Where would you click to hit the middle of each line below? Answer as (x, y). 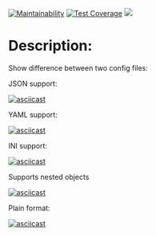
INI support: (28, 145)
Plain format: (29, 208)
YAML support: (33, 114)
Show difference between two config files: (78, 67)
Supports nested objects (49, 177)
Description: (50, 46)
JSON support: (33, 83)
